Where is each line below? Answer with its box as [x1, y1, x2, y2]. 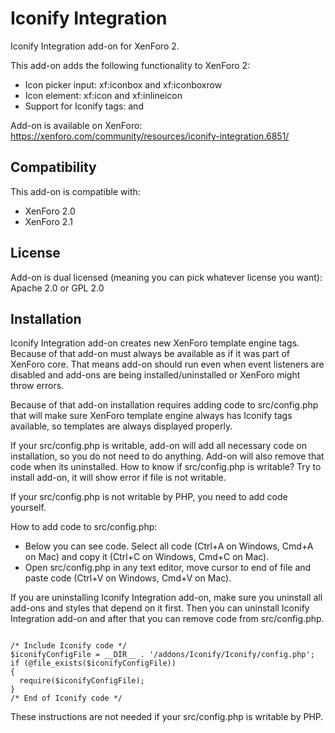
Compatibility [10, 159, 97, 176]
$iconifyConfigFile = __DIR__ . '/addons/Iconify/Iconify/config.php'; [10, 650, 315, 660]
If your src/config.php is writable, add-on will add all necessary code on [10, 440, 308, 452]
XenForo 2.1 [24, 215, 73, 227]
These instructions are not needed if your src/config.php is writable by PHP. [10, 711, 324, 723]
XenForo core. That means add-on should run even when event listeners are [10, 358, 325, 371]
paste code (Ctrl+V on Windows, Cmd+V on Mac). [24, 572, 232, 584]
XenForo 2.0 [24, 205, 76, 217]
